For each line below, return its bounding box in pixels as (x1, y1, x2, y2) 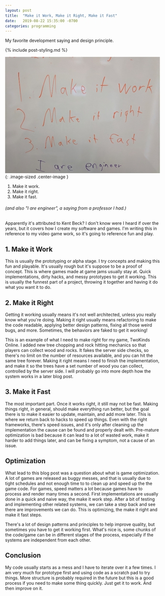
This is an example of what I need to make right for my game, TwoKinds (5, 337, 150, 343)
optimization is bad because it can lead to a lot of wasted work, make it (5, 432, 149, 438)
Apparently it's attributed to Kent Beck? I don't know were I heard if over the (5, 220, 159, 226)
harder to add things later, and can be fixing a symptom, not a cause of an (5, 437, 155, 443)
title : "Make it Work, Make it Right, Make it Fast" (5, 13, 118, 18)
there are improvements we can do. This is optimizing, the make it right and (5, 506, 158, 512)
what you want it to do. (5, 284, 52, 290)
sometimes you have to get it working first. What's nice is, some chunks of (5, 527, 156, 533)
